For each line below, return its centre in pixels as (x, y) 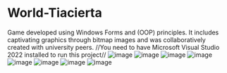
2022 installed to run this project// (57, 55)
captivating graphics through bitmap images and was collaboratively (106, 39)
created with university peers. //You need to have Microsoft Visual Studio (114, 47)
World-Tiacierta (55, 13)
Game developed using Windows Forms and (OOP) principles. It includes (113, 32)
